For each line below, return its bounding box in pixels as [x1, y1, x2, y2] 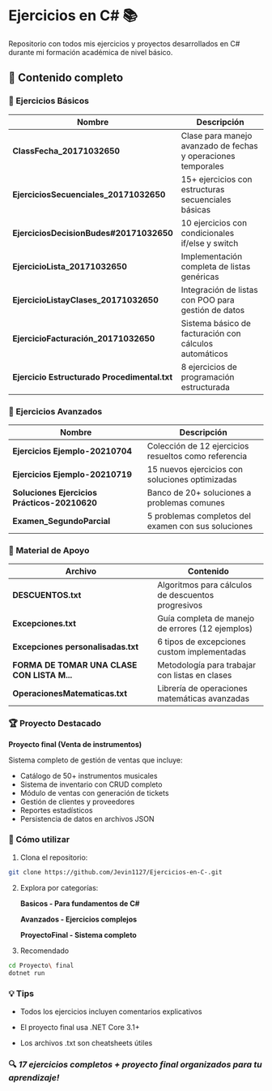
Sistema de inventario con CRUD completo [19, 780, 163, 789]
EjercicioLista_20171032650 [12, 260, 127, 272]
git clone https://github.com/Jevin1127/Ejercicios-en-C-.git [8, 868, 223, 876]
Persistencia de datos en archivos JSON [19, 814, 155, 823]
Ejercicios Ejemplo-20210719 [12, 468, 132, 479]
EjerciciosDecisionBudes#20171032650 [12, 227, 174, 238]
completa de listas [181, 260, 251, 272]
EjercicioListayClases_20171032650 [12, 294, 159, 305]
